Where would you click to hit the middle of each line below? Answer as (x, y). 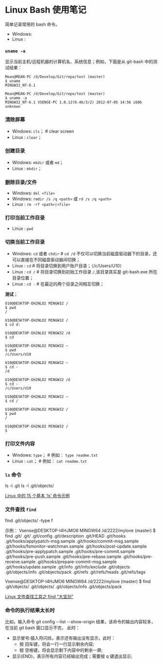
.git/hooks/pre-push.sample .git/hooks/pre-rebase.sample (63, 556)
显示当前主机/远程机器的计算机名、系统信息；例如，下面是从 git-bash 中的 (79, 62)
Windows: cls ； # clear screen (43, 131)
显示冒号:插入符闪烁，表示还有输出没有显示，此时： (64, 638)
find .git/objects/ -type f (29, 520)
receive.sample (20, 561)
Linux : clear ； (27, 137)
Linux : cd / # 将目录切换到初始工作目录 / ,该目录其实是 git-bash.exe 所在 (85, 271)
